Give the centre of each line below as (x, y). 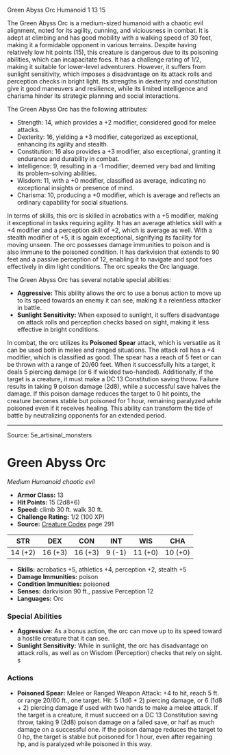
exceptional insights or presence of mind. (75, 188)
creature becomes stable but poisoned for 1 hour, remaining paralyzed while (114, 401)
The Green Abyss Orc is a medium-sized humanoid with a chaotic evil (105, 23)
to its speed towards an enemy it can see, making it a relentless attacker (119, 300)
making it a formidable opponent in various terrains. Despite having (102, 45)
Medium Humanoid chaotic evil (51, 481)
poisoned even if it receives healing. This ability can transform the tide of (110, 408)
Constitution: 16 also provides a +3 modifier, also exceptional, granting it (119, 151)
